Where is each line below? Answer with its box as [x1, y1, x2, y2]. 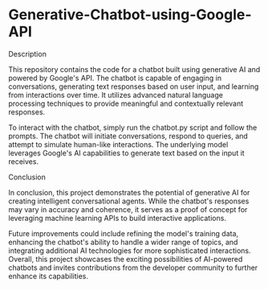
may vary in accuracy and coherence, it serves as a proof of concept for [8, 204, 248, 214]
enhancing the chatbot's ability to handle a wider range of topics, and [8, 237, 238, 247]
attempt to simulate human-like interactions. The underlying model [8, 139, 229, 149]
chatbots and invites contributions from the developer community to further [8, 263, 258, 272]
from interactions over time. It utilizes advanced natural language [8, 90, 223, 99]
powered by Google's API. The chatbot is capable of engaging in [8, 73, 222, 82]
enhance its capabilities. [8, 271, 88, 281]
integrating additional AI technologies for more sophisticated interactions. [8, 246, 251, 255]
